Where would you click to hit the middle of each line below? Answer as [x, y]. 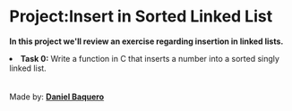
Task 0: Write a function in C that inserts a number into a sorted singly [150, 58]
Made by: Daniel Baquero [57, 97]
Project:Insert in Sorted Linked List [141, 17]
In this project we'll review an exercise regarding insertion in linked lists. [146, 41]
